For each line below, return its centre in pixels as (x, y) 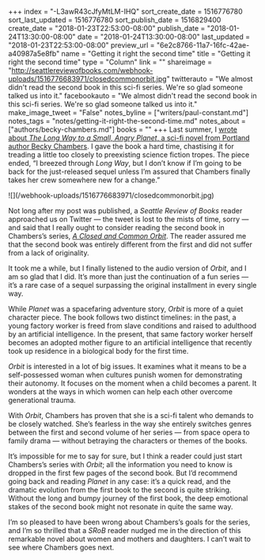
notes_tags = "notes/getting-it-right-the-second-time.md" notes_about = (127, 121)
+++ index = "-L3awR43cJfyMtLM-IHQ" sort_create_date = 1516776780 (125, 12)
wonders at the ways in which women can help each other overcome (121, 391)
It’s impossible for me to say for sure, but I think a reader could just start (125, 456)
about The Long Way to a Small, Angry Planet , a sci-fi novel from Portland (129, 138)
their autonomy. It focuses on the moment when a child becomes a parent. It (132, 383)
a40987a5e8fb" (34, 54)
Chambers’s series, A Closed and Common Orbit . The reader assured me (127, 236)
